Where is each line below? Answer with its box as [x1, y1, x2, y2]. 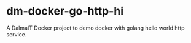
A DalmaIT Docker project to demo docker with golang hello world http [6, 24, 185, 31]
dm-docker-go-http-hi [6, 4, 124, 18]
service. [6, 30, 27, 38]
